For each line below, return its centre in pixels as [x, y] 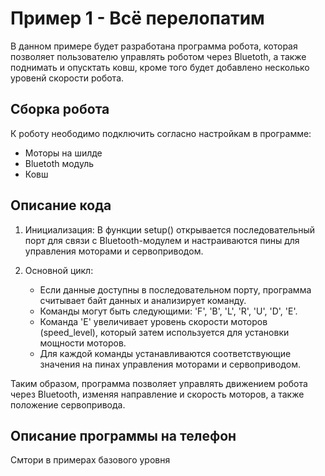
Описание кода [61, 205]
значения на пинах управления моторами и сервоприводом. [170, 364]
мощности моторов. [83, 343]
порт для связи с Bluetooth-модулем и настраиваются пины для [162, 240]
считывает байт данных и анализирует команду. [143, 300]
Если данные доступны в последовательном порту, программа [175, 289]
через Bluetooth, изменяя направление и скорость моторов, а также [157, 394]
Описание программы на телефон [123, 435]
